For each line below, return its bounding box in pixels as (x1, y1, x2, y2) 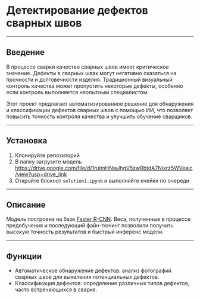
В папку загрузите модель (14, 158, 82, 165)
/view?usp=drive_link (14, 171, 67, 178)
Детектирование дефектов (6, 4, 149, 17)
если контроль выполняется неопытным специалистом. (6, 88, 149, 95)
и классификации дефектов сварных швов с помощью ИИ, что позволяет (6, 106, 193, 113)
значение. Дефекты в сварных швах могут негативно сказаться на (6, 69, 177, 76)
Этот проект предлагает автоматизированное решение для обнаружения (6, 100, 194, 107)
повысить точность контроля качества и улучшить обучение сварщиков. (6, 113, 192, 120)
